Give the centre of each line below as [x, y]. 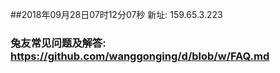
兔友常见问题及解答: [58, 43]
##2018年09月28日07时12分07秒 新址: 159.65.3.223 [116, 14]
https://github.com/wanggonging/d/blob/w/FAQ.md [140, 56]
